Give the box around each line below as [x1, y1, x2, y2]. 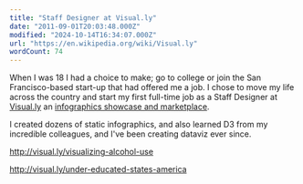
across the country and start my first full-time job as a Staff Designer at [9, 92, 278, 103]
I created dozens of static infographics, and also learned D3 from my [9, 119, 268, 130]
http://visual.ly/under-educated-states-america [9, 164, 187, 175]
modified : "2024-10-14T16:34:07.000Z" [9, 30, 157, 39]
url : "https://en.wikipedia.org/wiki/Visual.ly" [9, 38, 198, 48]
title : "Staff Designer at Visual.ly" [9, 13, 157, 23]
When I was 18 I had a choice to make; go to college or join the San [9, 72, 262, 83]
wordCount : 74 [9, 47, 64, 56]
